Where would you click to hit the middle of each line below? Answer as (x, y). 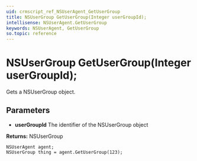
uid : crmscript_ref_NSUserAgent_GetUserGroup (63, 12)
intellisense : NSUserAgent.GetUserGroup (57, 22)
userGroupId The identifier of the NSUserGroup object (81, 124)
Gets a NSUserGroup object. (41, 92)
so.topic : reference (32, 34)
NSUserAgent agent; (30, 147)
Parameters (28, 110)
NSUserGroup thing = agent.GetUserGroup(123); (64, 152)
